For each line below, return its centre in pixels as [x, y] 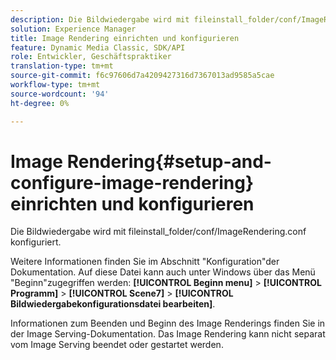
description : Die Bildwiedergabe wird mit [100, 19]
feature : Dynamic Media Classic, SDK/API [98, 47]
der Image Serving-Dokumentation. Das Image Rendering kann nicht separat [168, 334]
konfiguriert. [36, 242]
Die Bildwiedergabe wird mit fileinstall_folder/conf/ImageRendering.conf [158, 232]
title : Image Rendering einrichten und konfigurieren [125, 38]
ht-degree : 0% [40, 103]
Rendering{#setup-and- [169, 161]
